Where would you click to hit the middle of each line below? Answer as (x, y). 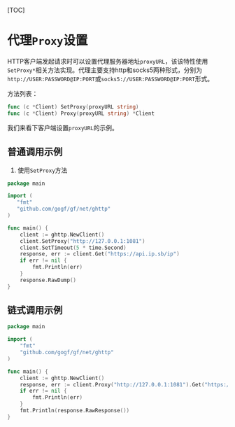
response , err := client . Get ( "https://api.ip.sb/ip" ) (100, 254)
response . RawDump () (48, 280)
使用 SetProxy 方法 (42, 170)
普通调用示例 (35, 152)
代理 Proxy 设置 (48, 41)
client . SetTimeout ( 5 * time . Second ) (73, 248)
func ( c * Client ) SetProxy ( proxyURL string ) (73, 107)
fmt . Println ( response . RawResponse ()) (75, 411)
